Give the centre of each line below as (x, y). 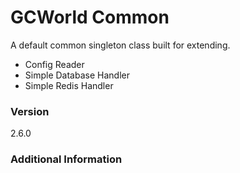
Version (30, 111)
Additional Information (66, 159)
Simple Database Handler (77, 75)
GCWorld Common (90, 17)
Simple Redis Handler (69, 85)
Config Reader (54, 64)
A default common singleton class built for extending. (120, 45)
